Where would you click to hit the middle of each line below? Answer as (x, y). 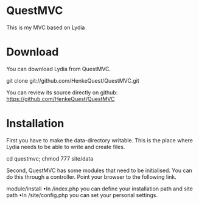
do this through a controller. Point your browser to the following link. (91, 176)
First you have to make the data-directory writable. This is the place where (100, 140)
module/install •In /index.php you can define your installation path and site (100, 189)
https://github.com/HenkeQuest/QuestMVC (61, 99)
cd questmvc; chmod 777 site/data (50, 158)
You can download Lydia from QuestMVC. (59, 69)
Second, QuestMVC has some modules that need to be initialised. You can (100, 170)
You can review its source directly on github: (62, 92)
